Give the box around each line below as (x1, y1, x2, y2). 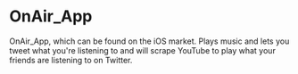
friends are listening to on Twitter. (9, 54, 133, 65)
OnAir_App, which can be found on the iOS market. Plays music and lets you (9, 36, 290, 46)
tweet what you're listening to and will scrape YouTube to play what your (9, 45, 277, 55)
